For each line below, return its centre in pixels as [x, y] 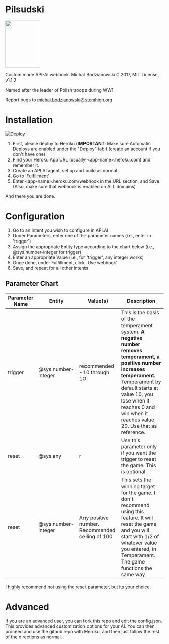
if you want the [139, 453]
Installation [29, 120]
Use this [131, 440]
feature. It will [137, 518]
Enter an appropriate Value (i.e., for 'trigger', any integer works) [78, 257]
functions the [137, 568]
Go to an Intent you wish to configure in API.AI [60, 230]
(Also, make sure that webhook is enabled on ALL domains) [74, 186]
